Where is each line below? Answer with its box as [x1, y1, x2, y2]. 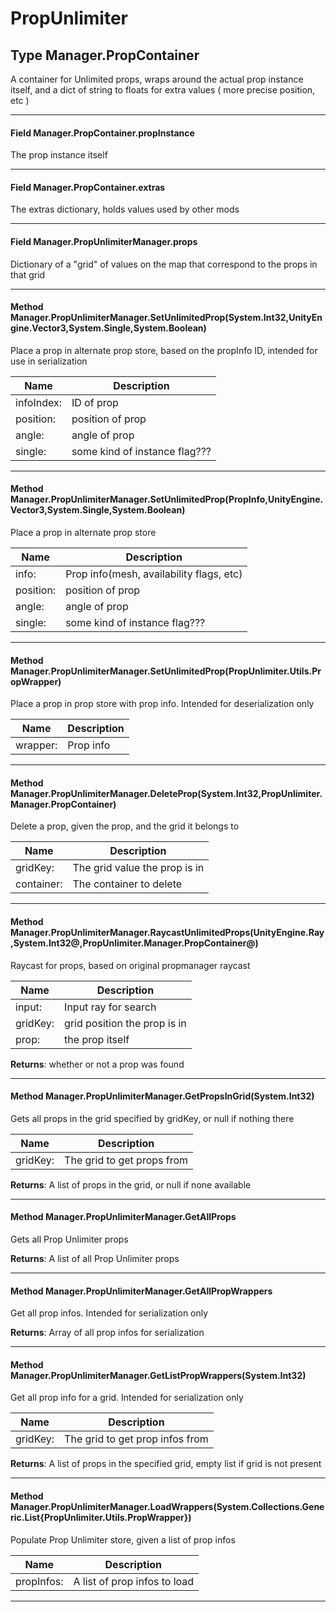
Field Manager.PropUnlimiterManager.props [10, 236, 198, 247]
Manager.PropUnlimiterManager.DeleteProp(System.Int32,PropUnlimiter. [10, 787, 323, 799]
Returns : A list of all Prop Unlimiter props [10, 1253, 180, 1265]
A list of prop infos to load [73, 1574, 195, 1588]
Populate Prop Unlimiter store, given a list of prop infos [10, 1533, 236, 1546]
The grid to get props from [64, 1153, 189, 1167]
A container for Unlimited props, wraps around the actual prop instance [10, 73, 304, 85]
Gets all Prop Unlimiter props [10, 1233, 129, 1246]
